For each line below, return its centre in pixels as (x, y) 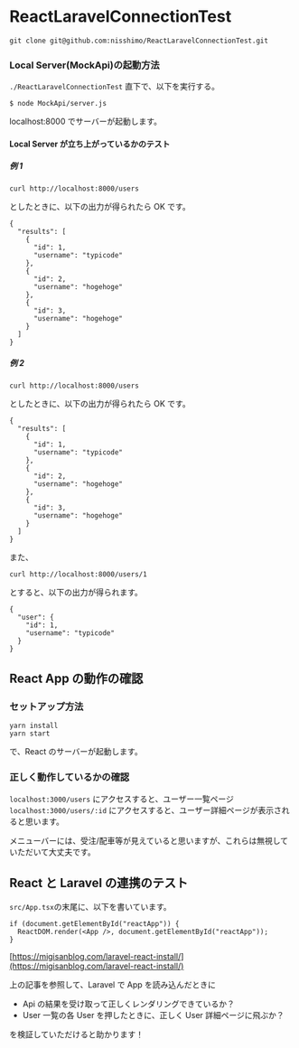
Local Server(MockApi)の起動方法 (84, 65)
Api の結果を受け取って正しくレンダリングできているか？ (128, 1004)
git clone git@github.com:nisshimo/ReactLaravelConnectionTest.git (139, 41)
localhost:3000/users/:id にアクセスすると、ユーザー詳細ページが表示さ (145, 809)
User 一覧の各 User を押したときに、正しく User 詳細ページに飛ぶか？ (153, 1015)
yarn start (30, 734)
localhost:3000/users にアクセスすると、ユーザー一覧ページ (122, 799)
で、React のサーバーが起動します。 (76, 752)
